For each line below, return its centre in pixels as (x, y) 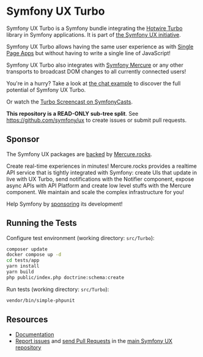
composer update (27, 249)
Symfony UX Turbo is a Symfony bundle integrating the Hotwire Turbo (94, 28)
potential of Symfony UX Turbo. (46, 89)
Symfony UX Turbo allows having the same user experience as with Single (100, 47)
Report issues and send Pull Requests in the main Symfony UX (94, 340)
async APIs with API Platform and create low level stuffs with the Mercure (99, 186)
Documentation (35, 334)
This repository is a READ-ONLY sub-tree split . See (72, 113)
